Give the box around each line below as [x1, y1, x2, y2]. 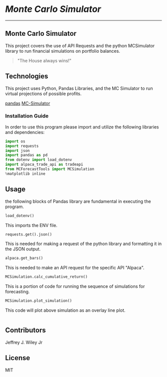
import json [5, 148, 30, 153]
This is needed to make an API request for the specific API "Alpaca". [5, 265, 145, 271]
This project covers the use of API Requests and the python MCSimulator [5, 42, 155, 48]
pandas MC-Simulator [5, 100, 51, 106]
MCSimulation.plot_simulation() [5, 298, 72, 303]
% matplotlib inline [5, 171, 46, 176]
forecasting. [5, 289, 30, 295]
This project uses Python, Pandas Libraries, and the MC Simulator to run [5, 85, 153, 91]
